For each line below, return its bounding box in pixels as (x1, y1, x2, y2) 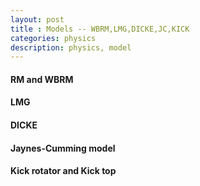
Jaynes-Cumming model (10, 142, 116, 154)
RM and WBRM (10, 73, 74, 85)
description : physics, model (10, 42, 132, 53)
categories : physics (10, 33, 97, 43)
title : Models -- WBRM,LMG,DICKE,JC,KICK (10, 24, 190, 34)
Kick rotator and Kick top (10, 165, 117, 177)
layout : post (10, 14, 65, 25)
